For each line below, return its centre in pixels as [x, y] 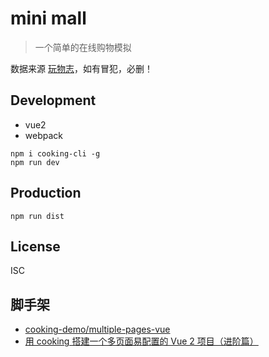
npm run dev [35, 162]
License [35, 246]
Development [53, 100]
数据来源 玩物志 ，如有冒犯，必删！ [81, 68]
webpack [43, 135]
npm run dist [37, 216]
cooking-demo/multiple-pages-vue [97, 329]
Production [46, 193]
